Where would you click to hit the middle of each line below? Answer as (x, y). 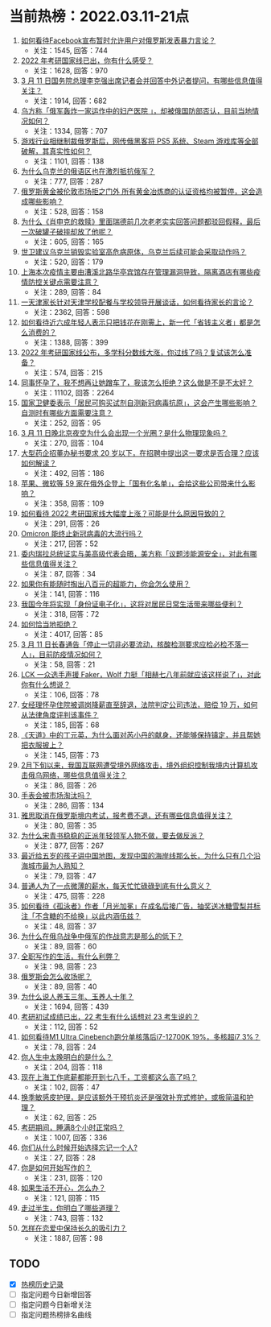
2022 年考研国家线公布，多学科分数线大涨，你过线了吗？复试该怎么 (133, 352)
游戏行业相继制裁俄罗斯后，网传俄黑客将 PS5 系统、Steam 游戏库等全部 (140, 141)
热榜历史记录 (42, 1284)
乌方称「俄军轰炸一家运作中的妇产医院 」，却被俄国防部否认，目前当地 (136, 110)
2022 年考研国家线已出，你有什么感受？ (87, 60)
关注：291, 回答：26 (66, 523)
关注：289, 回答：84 (67, 291)
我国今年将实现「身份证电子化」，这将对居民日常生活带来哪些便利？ (132, 604)
